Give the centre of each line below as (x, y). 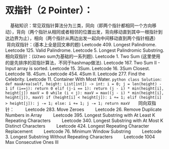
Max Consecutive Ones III (32, 142)
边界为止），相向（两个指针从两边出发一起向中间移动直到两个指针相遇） (84, 38)
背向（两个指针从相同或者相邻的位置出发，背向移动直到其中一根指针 (87, 32)
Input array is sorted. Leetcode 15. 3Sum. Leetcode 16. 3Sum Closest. (78, 68)
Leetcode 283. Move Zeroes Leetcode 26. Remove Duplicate (93, 109)
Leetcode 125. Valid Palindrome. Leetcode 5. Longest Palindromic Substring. (85, 50)
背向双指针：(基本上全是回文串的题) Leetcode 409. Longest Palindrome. (81, 44)
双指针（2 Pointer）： (49, 10)
